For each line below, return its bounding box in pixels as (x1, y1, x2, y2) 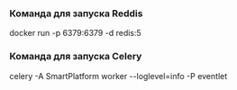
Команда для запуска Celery (9, 50, 142, 63)
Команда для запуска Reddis (9, 7, 143, 20)
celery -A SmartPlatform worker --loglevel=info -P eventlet (9, 70, 228, 81)
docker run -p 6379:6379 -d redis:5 (9, 28, 141, 39)
